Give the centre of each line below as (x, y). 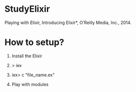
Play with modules (30, 84)
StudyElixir (27, 9)
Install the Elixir (27, 56)
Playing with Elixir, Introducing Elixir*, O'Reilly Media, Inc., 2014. (68, 23)
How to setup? (34, 42)
